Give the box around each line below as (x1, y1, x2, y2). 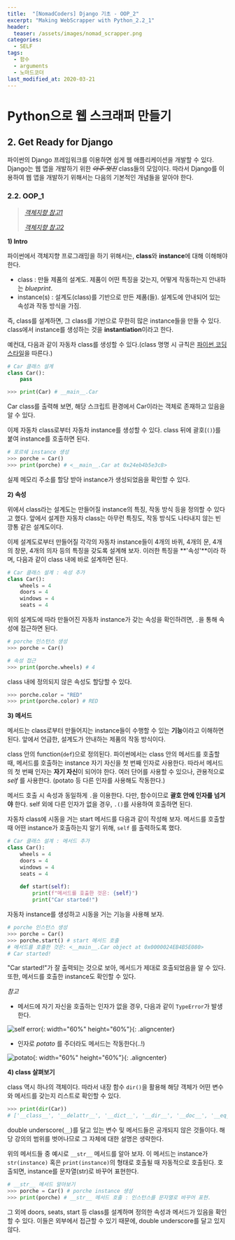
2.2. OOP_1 (7, 191, 44, 201)
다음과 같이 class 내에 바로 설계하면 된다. (16, 555, 128, 564)
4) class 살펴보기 (7, 1068, 55, 1076)
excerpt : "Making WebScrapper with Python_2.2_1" (7, 17, 155, 24)
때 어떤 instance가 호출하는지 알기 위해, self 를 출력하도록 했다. (7, 824, 182, 832)
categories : (7, 36, 42, 44)
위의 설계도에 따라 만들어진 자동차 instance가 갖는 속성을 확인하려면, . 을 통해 (7, 615, 218, 624)
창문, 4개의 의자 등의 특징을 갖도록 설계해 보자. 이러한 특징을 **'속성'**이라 (14, 546, 219, 554)
